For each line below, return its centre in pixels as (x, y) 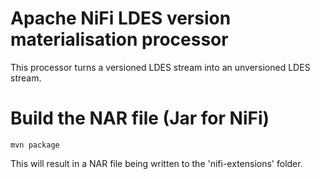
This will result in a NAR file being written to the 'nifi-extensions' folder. (156, 163)
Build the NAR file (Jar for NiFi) (140, 118)
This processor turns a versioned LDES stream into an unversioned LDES (160, 67)
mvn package (35, 145)
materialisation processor (119, 39)
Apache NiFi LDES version (121, 18)
